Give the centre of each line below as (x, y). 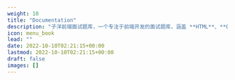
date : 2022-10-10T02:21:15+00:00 (56, 46)
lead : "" (20, 40)
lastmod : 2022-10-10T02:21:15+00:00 (60, 53)
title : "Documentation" (42, 20)
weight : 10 (23, 14)
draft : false (26, 59)
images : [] (23, 65)
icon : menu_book (31, 33)
